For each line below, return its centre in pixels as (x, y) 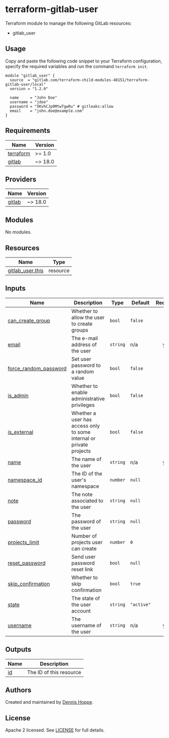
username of (86, 625)
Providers (21, 179)
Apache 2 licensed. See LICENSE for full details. (55, 730)
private (79, 444)
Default (141, 302)
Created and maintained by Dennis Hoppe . (49, 702)
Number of (84, 536)
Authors (18, 690)
